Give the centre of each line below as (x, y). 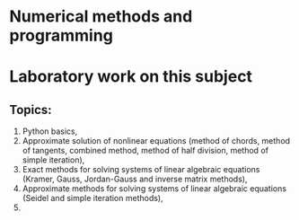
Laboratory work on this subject (131, 77)
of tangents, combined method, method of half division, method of (145, 151)
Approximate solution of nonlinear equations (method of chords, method (156, 141)
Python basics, (50, 131)
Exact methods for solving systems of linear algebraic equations (141, 170)
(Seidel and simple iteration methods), (92, 198)
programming (62, 35)
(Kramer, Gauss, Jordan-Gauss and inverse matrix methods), (135, 179)
